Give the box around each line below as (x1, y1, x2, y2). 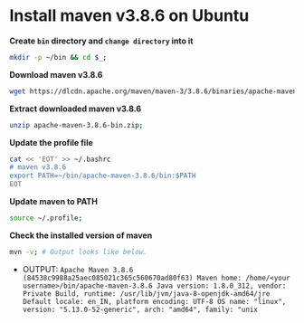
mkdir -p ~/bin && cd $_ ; (9, 52, 107, 62)
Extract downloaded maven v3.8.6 (9, 103, 142, 114)
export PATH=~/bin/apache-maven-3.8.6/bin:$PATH (9, 171, 196, 181)
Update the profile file (9, 137, 93, 147)
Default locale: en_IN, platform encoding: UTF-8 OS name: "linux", (22, 297, 287, 306)
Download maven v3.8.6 (9, 69, 103, 80)
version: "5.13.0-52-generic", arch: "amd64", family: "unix (22, 305, 259, 314)
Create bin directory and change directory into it (9, 35, 194, 46)
